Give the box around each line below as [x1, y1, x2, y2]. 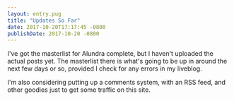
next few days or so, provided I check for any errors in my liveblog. [7, 64, 203, 73]
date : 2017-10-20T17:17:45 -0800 [7, 23, 106, 30]
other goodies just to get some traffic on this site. [7, 85, 151, 94]
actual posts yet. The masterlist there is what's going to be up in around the [7, 57, 228, 66]
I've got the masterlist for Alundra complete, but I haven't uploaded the [7, 49, 214, 58]
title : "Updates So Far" [7, 17, 81, 24]
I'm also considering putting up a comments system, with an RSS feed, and [7, 78, 226, 87]
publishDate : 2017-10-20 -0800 [7, 30, 100, 37]
